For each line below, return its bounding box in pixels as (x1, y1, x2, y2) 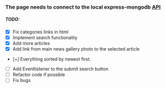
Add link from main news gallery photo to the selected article (12, 46, 140, 52)
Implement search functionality (12, 34, 77, 40)
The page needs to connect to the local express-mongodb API (5, 4, 161, 11)
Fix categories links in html (12, 29, 69, 35)
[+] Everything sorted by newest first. (12, 56, 91, 62)
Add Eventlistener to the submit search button (12, 66, 109, 72)
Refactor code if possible (12, 72, 65, 78)
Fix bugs (12, 77, 31, 83)
